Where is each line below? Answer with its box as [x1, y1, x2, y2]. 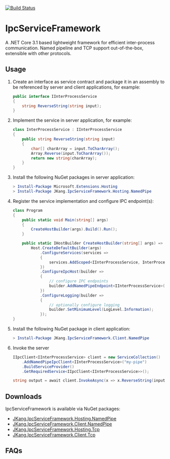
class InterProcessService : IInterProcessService [12, 127, 122, 132]
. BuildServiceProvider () [22, 364, 75, 369]
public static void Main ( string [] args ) [22, 217, 109, 223]
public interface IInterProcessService [12, 94, 97, 99]
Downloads [5, 392, 42, 401]
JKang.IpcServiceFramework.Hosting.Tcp [12, 426, 100, 433]
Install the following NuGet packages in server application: [12, 174, 135, 180]
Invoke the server [12, 344, 50, 351]
